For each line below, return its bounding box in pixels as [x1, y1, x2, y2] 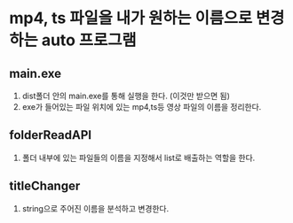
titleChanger [9, 179, 81, 194]
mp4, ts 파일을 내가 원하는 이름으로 [9, 8, 253, 28]
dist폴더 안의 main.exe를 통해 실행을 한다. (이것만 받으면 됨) [21, 90, 231, 101]
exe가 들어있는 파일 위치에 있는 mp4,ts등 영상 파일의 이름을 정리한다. [21, 102, 262, 111]
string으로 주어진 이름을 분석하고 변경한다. [21, 203, 170, 213]
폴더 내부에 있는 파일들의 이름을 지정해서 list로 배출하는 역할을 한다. [21, 152, 256, 163]
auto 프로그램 [41, 30, 137, 50]
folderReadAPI [9, 127, 91, 142]
